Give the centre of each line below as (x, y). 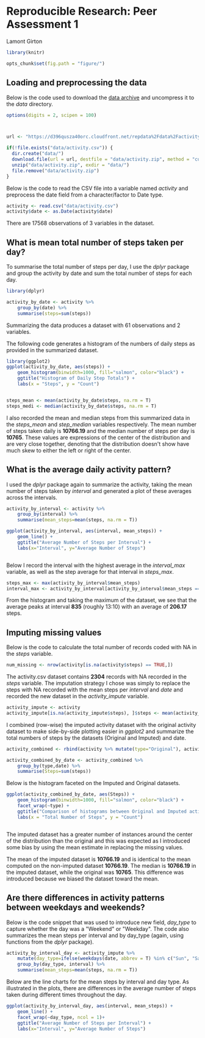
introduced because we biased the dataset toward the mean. (83, 878)
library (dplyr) (26, 291)
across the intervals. (32, 497)
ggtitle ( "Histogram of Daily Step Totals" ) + (76, 378)
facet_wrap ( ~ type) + (43, 806)
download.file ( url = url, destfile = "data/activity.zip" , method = (101, 159)
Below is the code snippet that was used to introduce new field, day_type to (102, 922)
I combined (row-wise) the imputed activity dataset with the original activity (101, 724)
